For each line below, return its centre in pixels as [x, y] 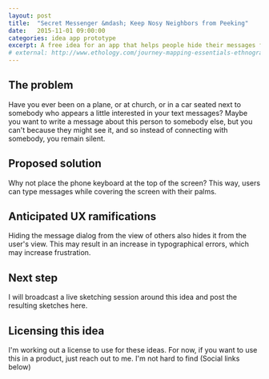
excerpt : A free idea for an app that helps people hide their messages [132, 46]
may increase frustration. [50, 253]
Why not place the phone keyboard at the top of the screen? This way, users [134, 183]
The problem [41, 85]
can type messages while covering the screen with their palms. [112, 191]
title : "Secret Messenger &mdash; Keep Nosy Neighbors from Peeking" [128, 23]
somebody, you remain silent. [57, 138]
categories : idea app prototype [62, 38]
